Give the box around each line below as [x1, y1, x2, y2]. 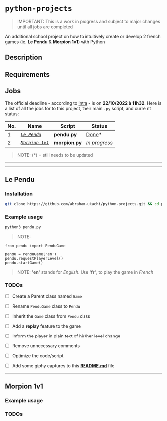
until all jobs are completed [17, 24, 73, 30]
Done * [86, 131, 102, 138]
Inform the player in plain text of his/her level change [12, 333, 121, 339]
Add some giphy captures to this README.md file [12, 363, 115, 369]
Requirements [5, 70, 50, 79]
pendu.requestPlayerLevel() [5, 256, 64, 261]
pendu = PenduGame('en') [5, 252, 57, 257]
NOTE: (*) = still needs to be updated [17, 152, 93, 158]
